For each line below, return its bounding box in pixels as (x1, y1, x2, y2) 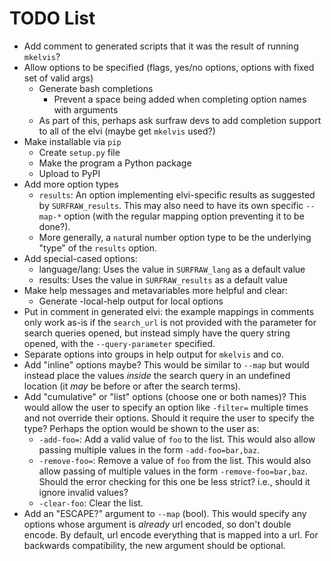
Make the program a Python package (38, 157, 192, 169)
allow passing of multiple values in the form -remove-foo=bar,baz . (38, 465, 309, 477)
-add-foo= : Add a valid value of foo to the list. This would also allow (38, 433, 316, 445)
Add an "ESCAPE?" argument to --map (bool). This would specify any (23, 507, 307, 519)
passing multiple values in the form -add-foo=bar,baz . (38, 443, 261, 456)
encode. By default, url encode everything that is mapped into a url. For (23, 528, 319, 541)
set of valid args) (23, 72, 94, 84)
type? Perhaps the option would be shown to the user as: (23, 422, 260, 434)
